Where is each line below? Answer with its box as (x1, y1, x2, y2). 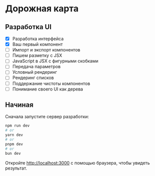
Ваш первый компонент (12, 42, 63, 47)
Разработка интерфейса (12, 36, 64, 42)
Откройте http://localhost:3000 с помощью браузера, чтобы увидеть (5, 160, 150, 166)
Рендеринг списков (12, 75, 54, 81)
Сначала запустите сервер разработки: (5, 114, 89, 120)
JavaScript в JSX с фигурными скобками (12, 58, 99, 64)
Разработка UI (5, 23, 52, 31)
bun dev (5, 151, 21, 156)
